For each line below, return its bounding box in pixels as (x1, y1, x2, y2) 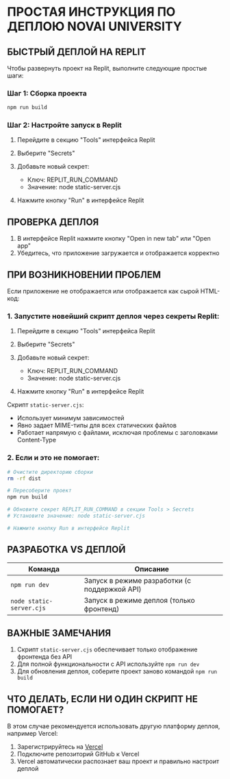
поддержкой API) (84, 584, 142, 594)
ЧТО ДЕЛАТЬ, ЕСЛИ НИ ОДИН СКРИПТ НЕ (7, 693, 199, 705)
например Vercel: (7, 730, 58, 738)
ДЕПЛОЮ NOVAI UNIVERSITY (7, 19, 183, 34)
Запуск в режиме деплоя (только (84, 595, 195, 605)
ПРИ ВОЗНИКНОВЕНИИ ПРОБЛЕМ (7, 269, 162, 280)
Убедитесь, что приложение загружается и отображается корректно (16, 249, 220, 257)
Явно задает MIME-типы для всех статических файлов (16, 421, 177, 429)
